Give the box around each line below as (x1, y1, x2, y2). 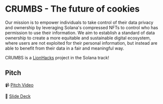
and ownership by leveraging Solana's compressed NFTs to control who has (5, 24, 159, 30)
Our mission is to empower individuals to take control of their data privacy (5, 19, 154, 25)
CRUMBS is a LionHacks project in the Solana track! (5, 54, 109, 60)
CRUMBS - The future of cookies (5, 3, 140, 15)
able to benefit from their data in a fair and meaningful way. (5, 45, 124, 51)
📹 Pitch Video (5, 82, 34, 88)
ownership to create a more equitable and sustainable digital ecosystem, (5, 35, 151, 41)
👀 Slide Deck (5, 93, 31, 99)
